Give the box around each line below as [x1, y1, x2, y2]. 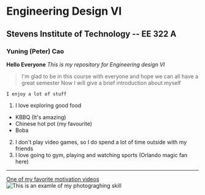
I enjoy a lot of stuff [6, 90, 67, 97]
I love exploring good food [15, 101, 82, 109]
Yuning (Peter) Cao [6, 47, 64, 56]
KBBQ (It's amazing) [15, 113, 67, 120]
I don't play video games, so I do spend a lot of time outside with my [15, 138, 187, 145]
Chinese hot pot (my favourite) [15, 120, 93, 127]
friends [15, 145, 34, 152]
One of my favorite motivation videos [6, 175, 99, 183]
